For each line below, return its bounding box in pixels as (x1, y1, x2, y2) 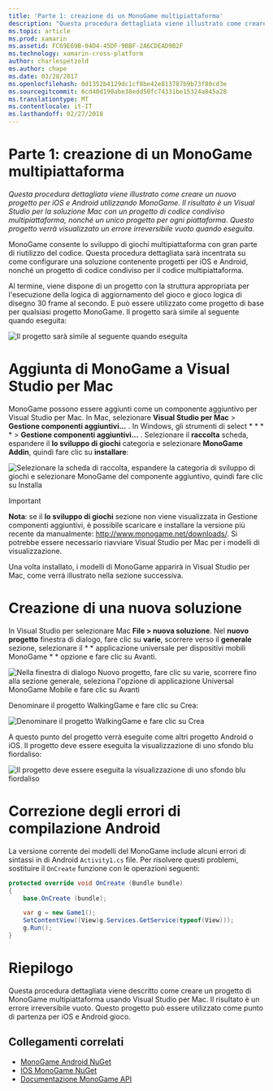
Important (8, 496, 41, 505)
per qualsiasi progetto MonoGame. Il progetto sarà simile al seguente (8, 306, 240, 317)
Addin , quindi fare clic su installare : (8, 447, 129, 457)
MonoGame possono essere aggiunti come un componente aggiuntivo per (8, 404, 258, 413)
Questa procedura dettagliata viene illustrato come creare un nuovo (8, 188, 237, 199)
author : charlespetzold (8, 58, 89, 66)
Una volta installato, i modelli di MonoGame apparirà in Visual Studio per (8, 561, 250, 571)
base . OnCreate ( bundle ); (23, 894, 107, 903)
